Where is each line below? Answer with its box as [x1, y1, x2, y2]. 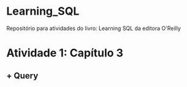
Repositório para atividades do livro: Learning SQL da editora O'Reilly [6, 25, 181, 32]
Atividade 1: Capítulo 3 [6, 46, 124, 60]
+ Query [6, 70, 39, 81]
